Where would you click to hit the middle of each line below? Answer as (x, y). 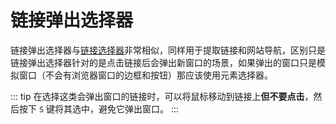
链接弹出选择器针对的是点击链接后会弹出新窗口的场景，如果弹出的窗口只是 (163, 62)
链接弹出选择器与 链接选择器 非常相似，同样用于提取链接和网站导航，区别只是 (168, 50)
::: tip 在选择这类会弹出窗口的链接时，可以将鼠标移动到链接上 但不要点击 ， (162, 96)
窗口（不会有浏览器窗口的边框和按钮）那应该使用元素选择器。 (145, 75)
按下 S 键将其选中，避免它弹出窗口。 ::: (99, 108)
